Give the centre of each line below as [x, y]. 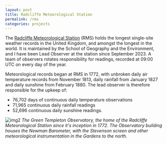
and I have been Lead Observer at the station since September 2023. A [78, 54]
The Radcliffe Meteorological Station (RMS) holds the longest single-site [79, 38]
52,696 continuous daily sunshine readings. [57, 110]
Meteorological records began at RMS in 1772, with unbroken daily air [77, 74]
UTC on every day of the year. [36, 64]
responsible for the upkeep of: [36, 90]
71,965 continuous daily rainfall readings [54, 105]
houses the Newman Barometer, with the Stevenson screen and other [77, 131]
